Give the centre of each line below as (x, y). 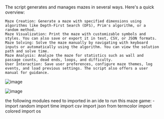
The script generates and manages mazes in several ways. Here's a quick (80, 7)
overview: (15, 12)
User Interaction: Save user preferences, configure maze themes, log (79, 64)
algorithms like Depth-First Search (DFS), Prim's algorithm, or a (76, 25)
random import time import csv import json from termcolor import (86, 106)
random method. (21, 30)
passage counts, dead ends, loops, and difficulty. (59, 60)
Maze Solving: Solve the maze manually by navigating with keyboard (77, 43)
